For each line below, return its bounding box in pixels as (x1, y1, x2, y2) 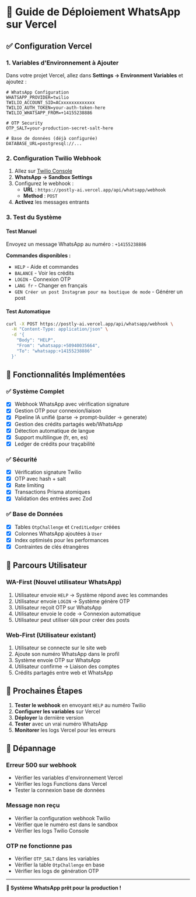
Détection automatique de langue (14, 427, 95, 434)
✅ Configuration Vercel (6, 41, 92, 51)
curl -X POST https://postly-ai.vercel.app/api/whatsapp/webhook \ (6, 321, 174, 327)
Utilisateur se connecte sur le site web (14, 644, 107, 651)
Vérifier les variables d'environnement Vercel (14, 774, 123, 781)
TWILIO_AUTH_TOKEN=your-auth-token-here (6, 105, 106, 111)
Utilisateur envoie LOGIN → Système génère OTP (14, 597, 130, 605)
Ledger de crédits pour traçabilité (14, 440, 95, 447)
